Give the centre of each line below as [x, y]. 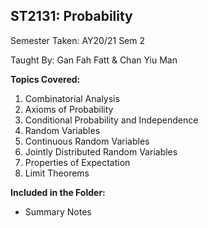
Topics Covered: [45, 79]
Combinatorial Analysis [72, 98]
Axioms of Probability [69, 109]
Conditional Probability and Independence [111, 120]
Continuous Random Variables [87, 141]
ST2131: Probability [71, 16]
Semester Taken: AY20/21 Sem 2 [78, 40]
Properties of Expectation [77, 162]
